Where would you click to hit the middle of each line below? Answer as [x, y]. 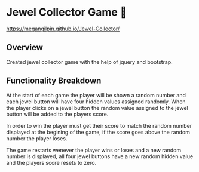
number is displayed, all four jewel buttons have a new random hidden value [100, 156]
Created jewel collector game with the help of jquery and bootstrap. [90, 62]
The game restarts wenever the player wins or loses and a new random [94, 150]
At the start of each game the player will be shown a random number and [96, 95]
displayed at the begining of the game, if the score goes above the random [98, 132]
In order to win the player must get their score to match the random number [99, 125]
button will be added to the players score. [57, 114]
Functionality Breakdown [54, 81]
